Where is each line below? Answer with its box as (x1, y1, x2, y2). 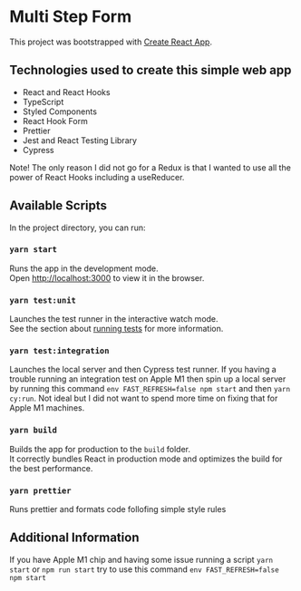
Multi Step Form (9, 6, 132, 27)
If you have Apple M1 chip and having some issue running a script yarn (9, 554, 274, 565)
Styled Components (22, 106, 98, 117)
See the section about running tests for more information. (9, 324, 224, 334)
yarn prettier (9, 485, 72, 496)
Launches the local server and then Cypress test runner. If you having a (9, 364, 277, 375)
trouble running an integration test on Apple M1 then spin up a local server (9, 373, 286, 384)
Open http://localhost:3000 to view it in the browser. (9, 272, 205, 283)
